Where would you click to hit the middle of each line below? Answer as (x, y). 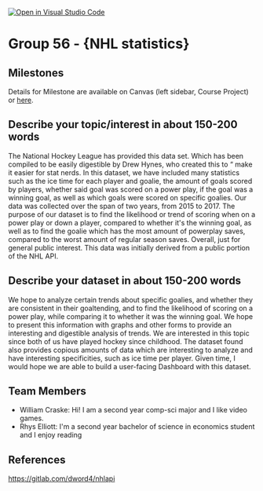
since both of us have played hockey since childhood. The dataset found (126, 341)
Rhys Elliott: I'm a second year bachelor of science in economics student (137, 427)
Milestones (36, 73)
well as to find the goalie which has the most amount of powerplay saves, (127, 231)
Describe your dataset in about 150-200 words (125, 281)
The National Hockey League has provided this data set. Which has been (126, 156)
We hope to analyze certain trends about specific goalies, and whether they (131, 299)
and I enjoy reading (51, 435)
